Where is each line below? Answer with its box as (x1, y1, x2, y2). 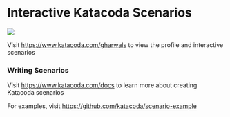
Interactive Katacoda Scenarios (7, 5, 192, 21)
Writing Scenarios (7, 65, 69, 75)
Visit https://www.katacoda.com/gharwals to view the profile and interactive (7, 40, 224, 49)
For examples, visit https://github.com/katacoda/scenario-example (7, 102, 197, 110)
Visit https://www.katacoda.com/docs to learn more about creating (7, 81, 198, 89)
